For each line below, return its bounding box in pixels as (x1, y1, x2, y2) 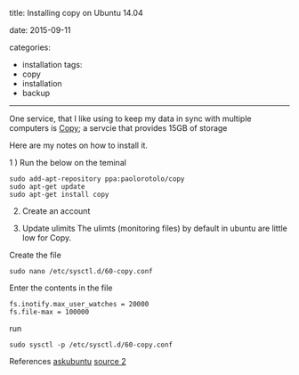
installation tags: (21, 60, 83, 69)
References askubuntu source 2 (9, 356, 126, 366)
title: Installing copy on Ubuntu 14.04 (9, 8, 144, 18)
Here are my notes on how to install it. (9, 140, 149, 151)
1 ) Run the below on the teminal (9, 158, 127, 167)
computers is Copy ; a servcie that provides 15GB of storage (9, 123, 228, 133)
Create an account (21, 206, 91, 216)
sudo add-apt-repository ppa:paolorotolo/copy (9, 175, 185, 183)
